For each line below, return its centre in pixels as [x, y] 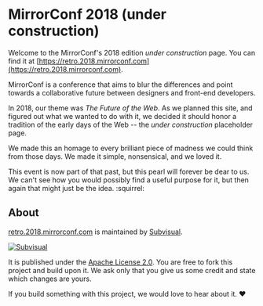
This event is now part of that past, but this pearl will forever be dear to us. [129, 171]
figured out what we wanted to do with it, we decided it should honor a [122, 116]
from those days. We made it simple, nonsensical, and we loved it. [115, 156]
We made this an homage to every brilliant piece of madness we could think [131, 148]
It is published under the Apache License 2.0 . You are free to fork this [121, 262]
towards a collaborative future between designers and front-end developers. [132, 92]
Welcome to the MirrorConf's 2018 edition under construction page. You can [132, 52]
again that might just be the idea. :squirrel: [77, 188]
